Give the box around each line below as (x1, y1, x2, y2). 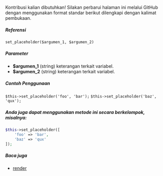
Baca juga (5, 152, 27, 158)
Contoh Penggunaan (5, 80, 50, 86)
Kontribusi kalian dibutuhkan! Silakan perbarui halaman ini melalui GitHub (5, 5, 158, 10)
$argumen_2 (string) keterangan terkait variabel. (12, 68, 115, 74)
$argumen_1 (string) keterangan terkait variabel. (12, 63, 114, 69)
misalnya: (5, 114, 27, 121)
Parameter (5, 50, 28, 56)
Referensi (5, 26, 26, 33)
